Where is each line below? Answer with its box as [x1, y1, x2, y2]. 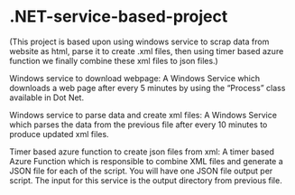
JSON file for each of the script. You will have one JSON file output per [9, 165, 273, 176]
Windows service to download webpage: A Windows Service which [9, 72, 261, 83]
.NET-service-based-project [9, 6, 228, 27]
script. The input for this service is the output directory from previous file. [9, 174, 282, 186]
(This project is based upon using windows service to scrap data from [9, 36, 270, 47]
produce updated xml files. [9, 128, 110, 139]
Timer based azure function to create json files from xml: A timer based [9, 146, 275, 157]
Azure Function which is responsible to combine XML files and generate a [9, 155, 284, 166]
